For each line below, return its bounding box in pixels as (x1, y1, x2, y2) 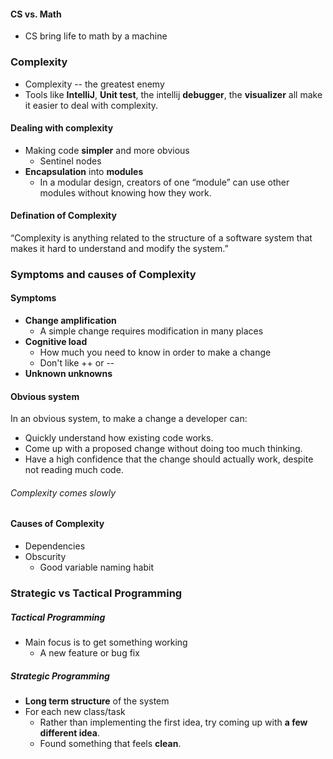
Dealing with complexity (10, 122, 114, 134)
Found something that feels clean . (39, 737, 182, 749)
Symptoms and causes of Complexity (10, 267, 197, 281)
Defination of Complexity (10, 210, 117, 222)
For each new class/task (24, 705, 126, 717)
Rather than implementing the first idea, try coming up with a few (39, 716, 308, 728)
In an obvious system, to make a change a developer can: (10, 413, 248, 425)
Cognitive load (24, 336, 88, 348)
